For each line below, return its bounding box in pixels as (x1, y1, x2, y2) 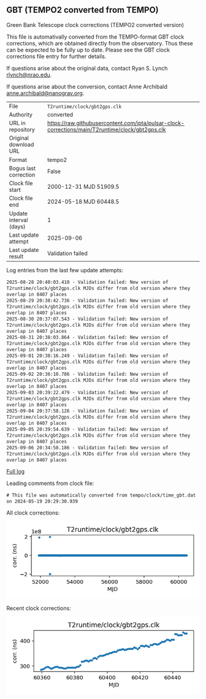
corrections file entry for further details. (6, 52, 107, 60)
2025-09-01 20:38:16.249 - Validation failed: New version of (6, 353, 169, 359)
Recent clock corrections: (6, 605, 72, 612)
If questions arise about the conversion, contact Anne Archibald (6, 83, 167, 90)
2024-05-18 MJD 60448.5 (47, 197, 120, 205)
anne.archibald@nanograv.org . (6, 89, 85, 97)
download (9, 141, 34, 148)
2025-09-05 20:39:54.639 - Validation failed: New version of (6, 426, 169, 432)
